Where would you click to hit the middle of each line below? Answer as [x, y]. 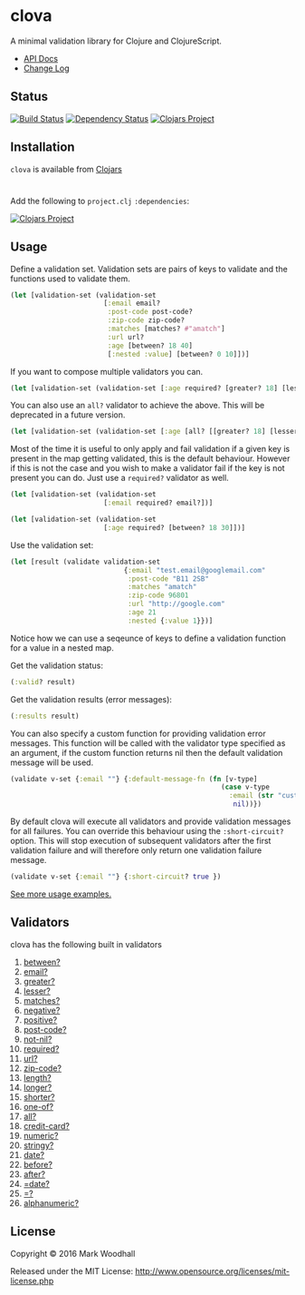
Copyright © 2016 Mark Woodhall [73, 1253]
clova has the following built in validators [86, 944]
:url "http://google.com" [176, 604]
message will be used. [52, 762]
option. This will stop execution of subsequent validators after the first [141, 841]
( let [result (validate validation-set [86, 562]
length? [38, 1077]
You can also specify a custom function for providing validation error [138, 733]
